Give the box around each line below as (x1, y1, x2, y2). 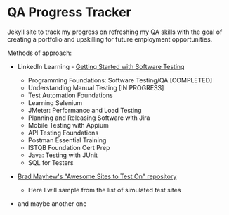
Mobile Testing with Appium (27, 121, 109, 129)
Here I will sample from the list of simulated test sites (27, 185, 181, 194)
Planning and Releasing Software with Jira (27, 113, 150, 122)
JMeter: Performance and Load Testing (27, 106, 142, 114)
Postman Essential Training (27, 135, 107, 145)
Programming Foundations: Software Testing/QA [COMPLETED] (27, 75, 213, 85)
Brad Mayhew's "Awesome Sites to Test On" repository (17, 172, 177, 180)
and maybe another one (17, 199, 87, 208)
